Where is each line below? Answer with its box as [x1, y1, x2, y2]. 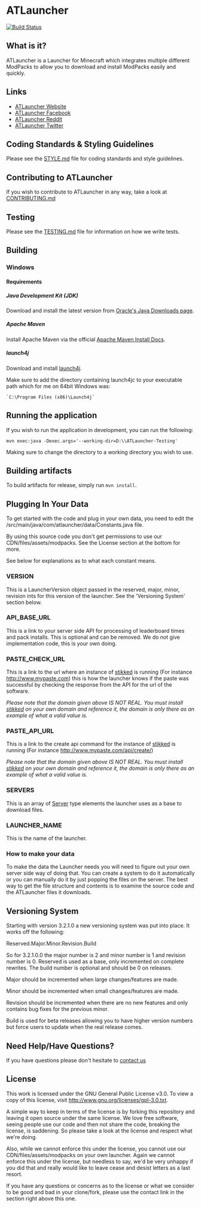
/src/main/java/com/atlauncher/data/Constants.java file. [6, 521, 144, 528]
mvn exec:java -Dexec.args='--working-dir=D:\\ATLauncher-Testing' [6, 438, 178, 444]
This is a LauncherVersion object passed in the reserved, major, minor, [6, 585, 180, 593]
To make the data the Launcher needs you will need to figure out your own [6, 863, 190, 871]
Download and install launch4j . [6, 364, 82, 372]
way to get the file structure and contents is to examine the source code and [6, 882, 194, 890]
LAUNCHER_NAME [6, 821, 62, 829]
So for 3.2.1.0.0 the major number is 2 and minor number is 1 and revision [6, 952, 186, 959]
